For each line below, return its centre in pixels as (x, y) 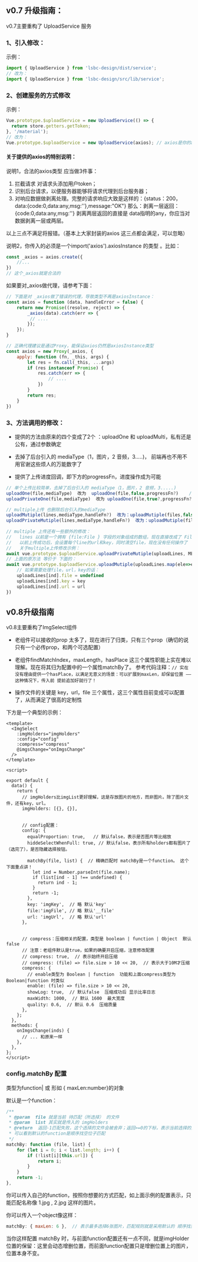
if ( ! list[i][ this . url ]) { (60, 1155)
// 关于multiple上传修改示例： (43, 548)
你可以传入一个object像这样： (42, 1215)
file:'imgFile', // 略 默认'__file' (71, 911)
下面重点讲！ (19, 867)
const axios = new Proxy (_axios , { (50, 351)
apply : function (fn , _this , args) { (63, 357)
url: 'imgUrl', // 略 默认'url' (67, 917)
